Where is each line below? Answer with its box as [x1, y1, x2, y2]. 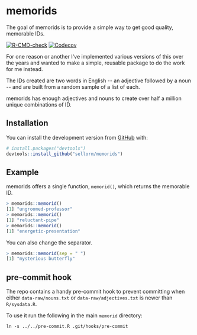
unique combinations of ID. [6, 101, 72, 108]
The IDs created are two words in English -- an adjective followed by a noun [6, 77, 191, 84]
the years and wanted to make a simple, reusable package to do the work [6, 59, 185, 66]
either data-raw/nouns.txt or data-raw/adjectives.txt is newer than [6, 294, 173, 301]
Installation [6, 118, 49, 128]
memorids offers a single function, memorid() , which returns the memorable [6, 183, 190, 190]
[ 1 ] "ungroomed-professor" [6, 206, 73, 212]
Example [6, 167, 39, 177]
